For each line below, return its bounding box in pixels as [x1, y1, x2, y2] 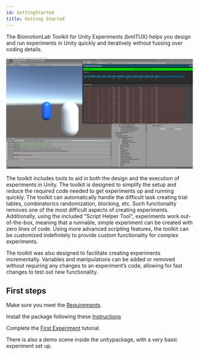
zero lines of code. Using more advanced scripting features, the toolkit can [6, 225, 189, 233]
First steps [6, 285, 46, 296]
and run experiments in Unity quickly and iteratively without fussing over [6, 39, 183, 46]
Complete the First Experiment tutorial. [6, 325, 101, 332]
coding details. [6, 45, 43, 53]
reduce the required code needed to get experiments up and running [6, 187, 174, 194]
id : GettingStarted [6, 10, 54, 15]
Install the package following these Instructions [6, 313, 121, 321]
